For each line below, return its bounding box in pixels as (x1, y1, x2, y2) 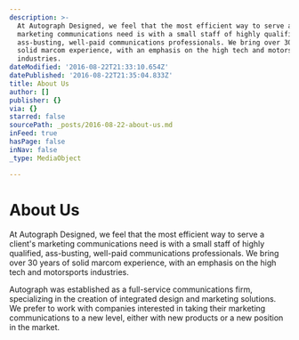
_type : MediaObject (9, 153, 82, 163)
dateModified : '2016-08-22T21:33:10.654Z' (9, 63, 169, 72)
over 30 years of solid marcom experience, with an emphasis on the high (9, 257, 277, 268)
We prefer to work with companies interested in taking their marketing (9, 304, 266, 314)
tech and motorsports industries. (9, 267, 129, 278)
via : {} (9, 104, 38, 113)
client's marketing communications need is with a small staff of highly (9, 239, 265, 249)
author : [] (9, 87, 50, 96)
